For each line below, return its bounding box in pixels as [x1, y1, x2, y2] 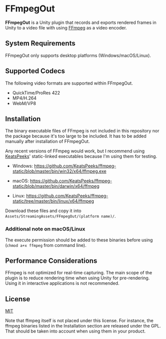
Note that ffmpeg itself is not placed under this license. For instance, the [5, 318, 154, 324]
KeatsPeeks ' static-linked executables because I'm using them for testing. [5, 153, 158, 159]
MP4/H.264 [12, 95, 37, 101]
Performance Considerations [5, 257, 97, 265]
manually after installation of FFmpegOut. [5, 138, 90, 144]
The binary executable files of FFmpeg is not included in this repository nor [5, 128, 160, 134]
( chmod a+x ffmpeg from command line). [5, 242, 87, 248]
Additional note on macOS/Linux [5, 226, 86, 232]
